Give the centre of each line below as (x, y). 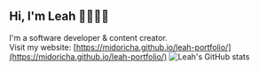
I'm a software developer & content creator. (89, 37)
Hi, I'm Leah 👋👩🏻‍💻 (59, 16)
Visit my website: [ (43, 47)
